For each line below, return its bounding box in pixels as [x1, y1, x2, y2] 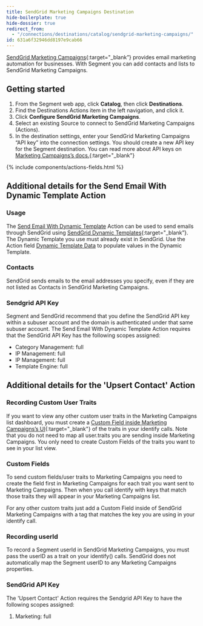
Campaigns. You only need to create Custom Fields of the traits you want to [6, 438, 195, 445]
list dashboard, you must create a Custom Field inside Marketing [6, 419, 167, 426]
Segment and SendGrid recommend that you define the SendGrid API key [6, 313, 190, 320]
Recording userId [6, 533, 59, 541]
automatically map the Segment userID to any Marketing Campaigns [6, 559, 177, 567]
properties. [6, 565, 34, 573]
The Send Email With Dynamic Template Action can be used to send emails [6, 222, 194, 230]
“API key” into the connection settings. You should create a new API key [15, 139, 195, 146]
